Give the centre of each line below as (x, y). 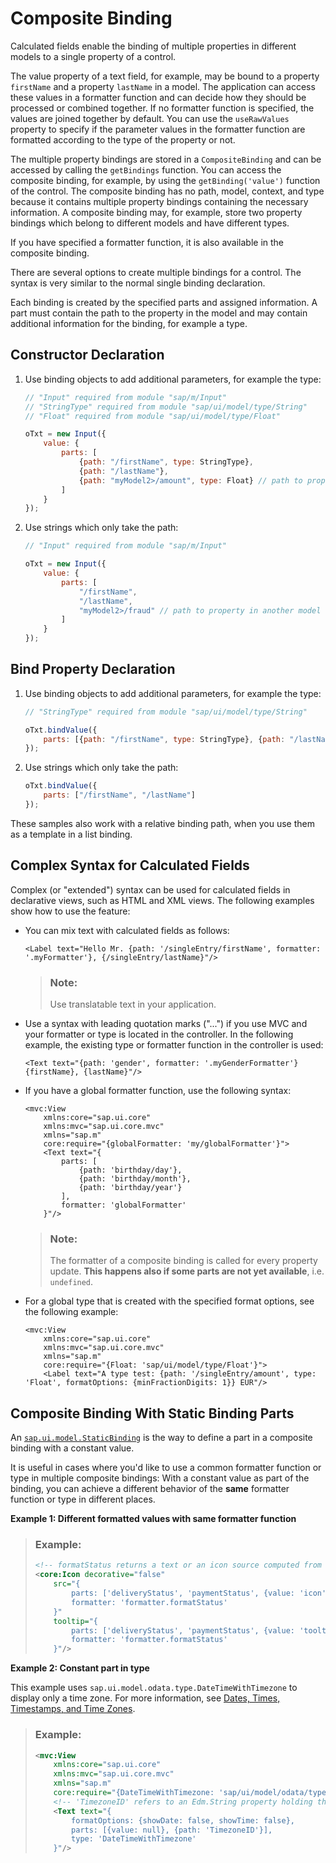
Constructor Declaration (87, 355)
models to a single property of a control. (93, 56)
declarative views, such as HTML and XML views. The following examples (162, 900)
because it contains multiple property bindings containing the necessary (159, 201)
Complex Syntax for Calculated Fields (130, 865)
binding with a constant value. (72, 1448)
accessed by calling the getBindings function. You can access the (146, 169)
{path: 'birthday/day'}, (130, 1170)
